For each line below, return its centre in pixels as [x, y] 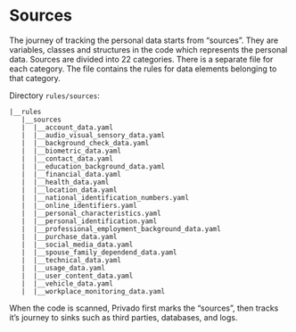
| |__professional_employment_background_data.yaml [121, 228]
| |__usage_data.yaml [63, 268]
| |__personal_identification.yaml [89, 221]
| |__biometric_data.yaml [71, 151]
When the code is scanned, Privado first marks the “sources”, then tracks [144, 308]
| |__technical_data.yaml [71, 260]
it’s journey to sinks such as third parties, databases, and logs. [123, 317]
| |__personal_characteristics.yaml [91, 213]
